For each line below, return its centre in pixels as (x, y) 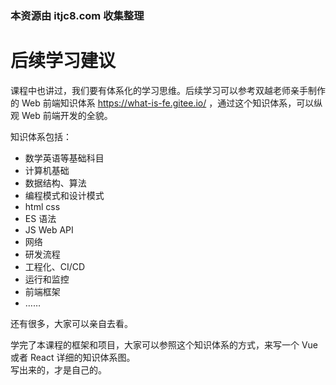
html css (42, 206)
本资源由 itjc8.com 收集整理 (77, 15)
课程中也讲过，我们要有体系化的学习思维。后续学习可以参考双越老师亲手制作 (168, 90)
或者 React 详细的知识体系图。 (73, 357)
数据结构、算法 (55, 183)
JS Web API (49, 229)
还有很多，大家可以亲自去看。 (71, 323)
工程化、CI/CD (55, 266)
